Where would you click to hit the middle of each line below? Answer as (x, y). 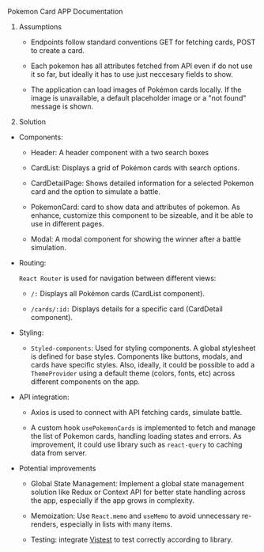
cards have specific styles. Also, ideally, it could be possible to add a (143, 365)
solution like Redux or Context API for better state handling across (138, 492)
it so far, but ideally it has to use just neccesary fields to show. (132, 74)
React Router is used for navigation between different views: (117, 278)
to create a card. (57, 50)
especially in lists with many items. (116, 524)
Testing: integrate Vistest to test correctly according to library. (132, 539)
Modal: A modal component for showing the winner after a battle (136, 239)
